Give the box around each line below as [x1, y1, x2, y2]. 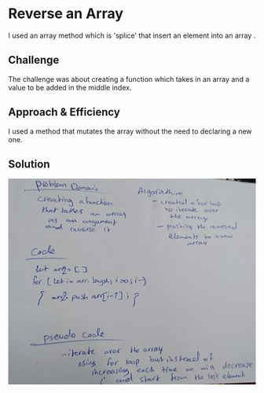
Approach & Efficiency [8, 105, 120, 119]
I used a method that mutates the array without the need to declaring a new [8, 127, 253, 136]
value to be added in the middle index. [8, 83, 132, 92]
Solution [8, 157, 50, 171]
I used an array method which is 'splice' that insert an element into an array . [8, 31, 256, 40]
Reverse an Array [8, 5, 124, 23]
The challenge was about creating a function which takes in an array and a [8, 74, 250, 83]
